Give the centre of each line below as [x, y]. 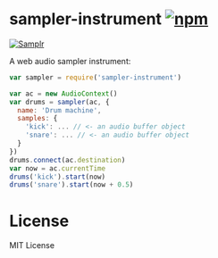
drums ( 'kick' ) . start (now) [57, 177]
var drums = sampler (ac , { [59, 102]
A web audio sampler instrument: [70, 61]
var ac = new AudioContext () [63, 94]
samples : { [38, 119]
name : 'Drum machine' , [59, 110]
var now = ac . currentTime [57, 168]
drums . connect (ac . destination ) [67, 160]
